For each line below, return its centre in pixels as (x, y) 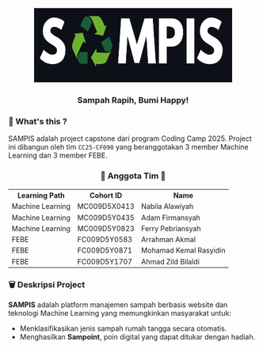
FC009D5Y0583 (105, 240)
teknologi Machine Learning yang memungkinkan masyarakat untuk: (120, 313)
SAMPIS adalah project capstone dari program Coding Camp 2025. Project (130, 138)
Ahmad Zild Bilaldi (171, 261)
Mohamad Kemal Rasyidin (183, 250)
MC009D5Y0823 (106, 228)
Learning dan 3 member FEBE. (58, 156)
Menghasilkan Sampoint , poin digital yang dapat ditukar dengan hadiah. (137, 337)
